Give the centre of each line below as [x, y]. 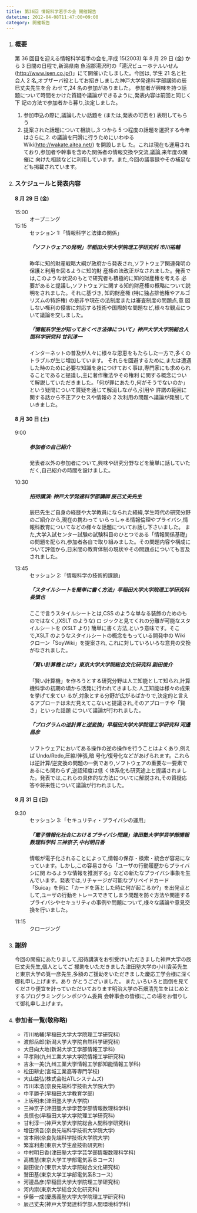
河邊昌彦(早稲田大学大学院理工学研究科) [72, 1182]
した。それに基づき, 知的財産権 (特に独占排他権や [115, 293]
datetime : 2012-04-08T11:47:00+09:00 [52, 17]
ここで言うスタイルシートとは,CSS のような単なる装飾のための [106, 613]
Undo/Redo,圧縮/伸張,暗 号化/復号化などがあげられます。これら [113, 755]
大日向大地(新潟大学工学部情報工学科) [69, 1049]
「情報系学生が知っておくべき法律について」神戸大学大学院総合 [106, 330]
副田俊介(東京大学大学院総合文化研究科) [72, 1167]
